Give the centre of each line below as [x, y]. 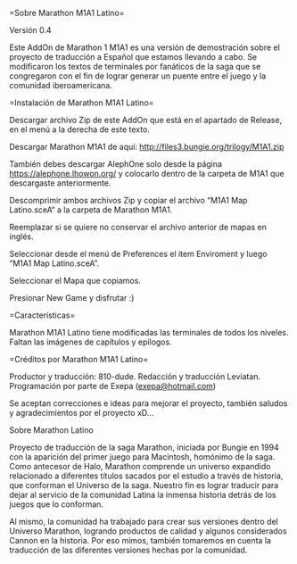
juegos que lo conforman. [57, 504]
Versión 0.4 [30, 30]
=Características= [42, 315]
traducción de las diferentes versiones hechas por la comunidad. [128, 550]
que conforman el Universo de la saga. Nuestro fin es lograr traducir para [144, 485]
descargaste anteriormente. [60, 183]
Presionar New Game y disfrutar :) [72, 298]
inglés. [21, 236]
